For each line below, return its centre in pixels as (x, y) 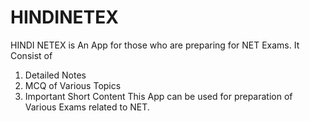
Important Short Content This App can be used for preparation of (158, 96)
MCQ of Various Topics (73, 85)
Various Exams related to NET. (87, 107)
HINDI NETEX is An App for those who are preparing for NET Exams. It (155, 45)
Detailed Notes (55, 75)
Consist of (31, 55)
